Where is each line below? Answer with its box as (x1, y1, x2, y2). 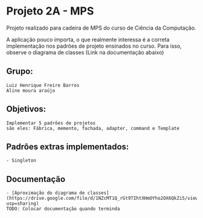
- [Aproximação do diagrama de (6, 190, 85, 196)
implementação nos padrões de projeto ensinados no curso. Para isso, (6, 42, 182, 50)
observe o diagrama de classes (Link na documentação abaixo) (6, 48, 164, 56)
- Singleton (6, 158, 36, 164)
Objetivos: (6, 104, 47, 114)
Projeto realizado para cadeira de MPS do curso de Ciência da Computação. (6, 24, 196, 31)
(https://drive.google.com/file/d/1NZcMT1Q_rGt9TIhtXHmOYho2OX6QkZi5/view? (6, 195, 201, 202)
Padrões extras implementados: (6, 141, 129, 152)
